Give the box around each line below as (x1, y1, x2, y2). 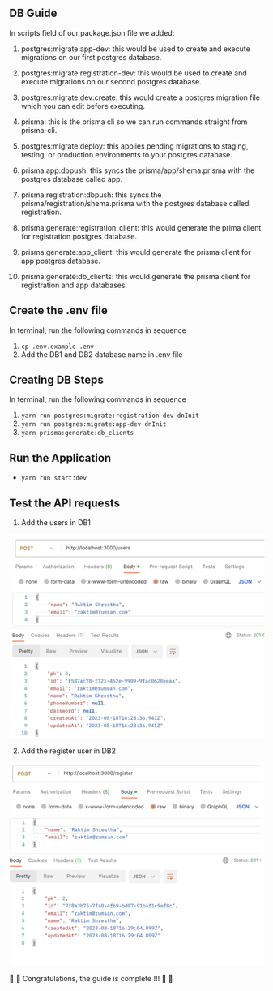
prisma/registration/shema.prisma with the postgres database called (20, 198, 250, 208)
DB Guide (9, 6, 58, 20)
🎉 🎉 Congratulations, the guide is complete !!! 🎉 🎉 (9, 974, 173, 984)
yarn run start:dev (20, 474, 87, 482)
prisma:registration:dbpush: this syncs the (20, 190, 162, 200)
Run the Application (9, 450, 112, 465)
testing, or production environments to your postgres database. (20, 149, 233, 159)
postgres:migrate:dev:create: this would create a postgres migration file (20, 93, 260, 102)
